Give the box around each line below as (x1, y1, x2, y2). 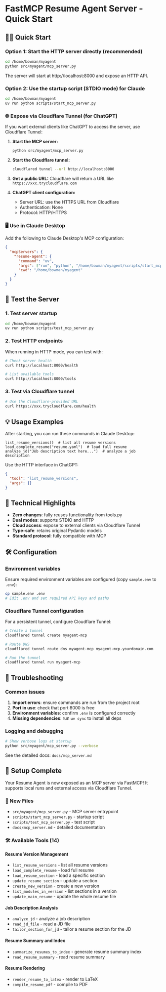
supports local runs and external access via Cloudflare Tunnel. (5, 785, 132, 791)
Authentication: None (19, 204, 63, 210)
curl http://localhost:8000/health (5, 363, 79, 368)
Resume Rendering (5, 965, 45, 971)
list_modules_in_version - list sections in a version (12, 888, 117, 894)
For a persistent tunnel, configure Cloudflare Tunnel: (5, 619, 112, 625)
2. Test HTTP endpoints (5, 337, 63, 344)
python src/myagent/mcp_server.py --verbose (5, 744, 98, 748)
